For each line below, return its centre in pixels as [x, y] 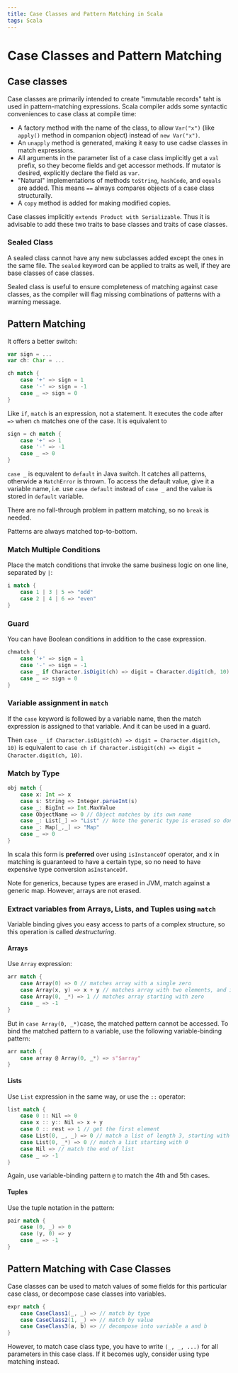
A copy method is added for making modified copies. [94, 203]
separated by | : [30, 573]
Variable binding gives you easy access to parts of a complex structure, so [116, 924]
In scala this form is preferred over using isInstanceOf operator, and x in [113, 854]
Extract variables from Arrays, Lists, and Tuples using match [112, 909]
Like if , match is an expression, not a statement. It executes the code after [115, 413]
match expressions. [46, 150]
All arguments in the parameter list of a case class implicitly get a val [118, 157]
